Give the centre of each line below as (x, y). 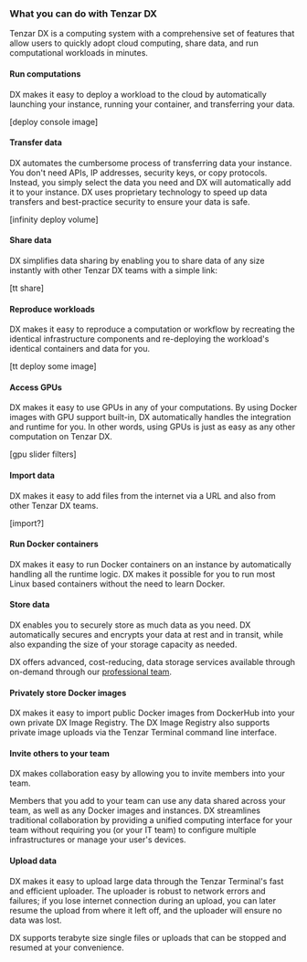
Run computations (45, 74)
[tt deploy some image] (53, 366)
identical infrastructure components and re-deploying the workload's (139, 339)
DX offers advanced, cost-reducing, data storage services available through (152, 661)
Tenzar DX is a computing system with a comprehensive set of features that (152, 34)
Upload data (33, 861)
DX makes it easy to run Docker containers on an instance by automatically (151, 564)
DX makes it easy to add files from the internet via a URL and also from (143, 495)
